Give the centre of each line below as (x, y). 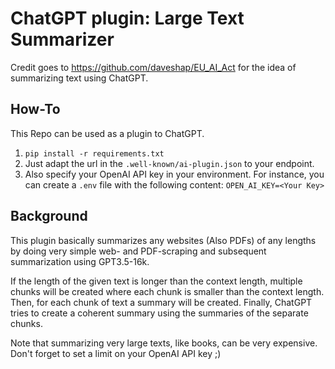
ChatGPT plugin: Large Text (127, 18)
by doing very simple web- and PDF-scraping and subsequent (138, 251)
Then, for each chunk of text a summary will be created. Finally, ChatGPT (161, 302)
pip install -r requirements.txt (94, 153)
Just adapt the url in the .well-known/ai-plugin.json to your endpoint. (169, 163)
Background (49, 216)
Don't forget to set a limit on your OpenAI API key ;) (116, 353)
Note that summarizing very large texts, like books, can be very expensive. (164, 343)
